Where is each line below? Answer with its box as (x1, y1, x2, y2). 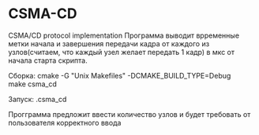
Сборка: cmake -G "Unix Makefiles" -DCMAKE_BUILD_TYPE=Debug (8, 71, 231, 80)
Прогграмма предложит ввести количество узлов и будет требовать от (8, 109, 251, 119)
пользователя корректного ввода (8, 118, 122, 127)
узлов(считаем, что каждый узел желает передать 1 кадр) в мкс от (8, 47, 235, 57)
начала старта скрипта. (8, 56, 88, 65)
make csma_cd (8, 79, 58, 89)
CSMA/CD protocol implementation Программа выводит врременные (8, 31, 239, 40)
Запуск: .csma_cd (8, 94, 67, 104)
